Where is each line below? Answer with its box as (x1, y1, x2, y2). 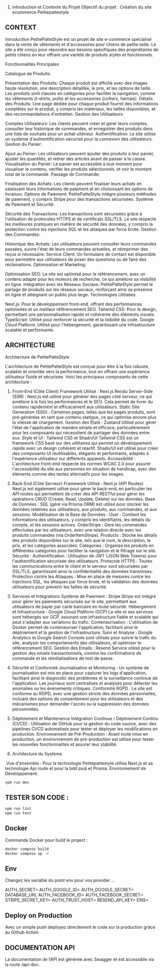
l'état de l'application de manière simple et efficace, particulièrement (12, 424, 150, 430)
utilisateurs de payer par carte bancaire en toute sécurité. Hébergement (12, 603, 157, 610)
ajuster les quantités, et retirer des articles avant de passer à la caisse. (5, 156, 146, 162)
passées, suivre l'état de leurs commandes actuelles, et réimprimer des (5, 246, 148, 252)
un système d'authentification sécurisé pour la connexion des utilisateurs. (5, 136, 153, 142)
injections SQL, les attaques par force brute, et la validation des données (12, 578, 158, 584)
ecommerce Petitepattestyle (12, 9, 69, 15)
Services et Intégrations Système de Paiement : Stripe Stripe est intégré (12, 593, 156, 599)
